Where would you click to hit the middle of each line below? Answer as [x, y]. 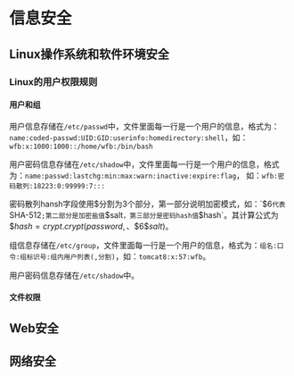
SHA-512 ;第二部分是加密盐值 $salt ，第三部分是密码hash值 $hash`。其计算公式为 [144, 214]
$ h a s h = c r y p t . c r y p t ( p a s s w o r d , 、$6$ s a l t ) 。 [91, 226]
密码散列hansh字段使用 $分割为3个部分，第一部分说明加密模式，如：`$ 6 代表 [147, 204]
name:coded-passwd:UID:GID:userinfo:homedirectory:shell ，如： [129, 137]
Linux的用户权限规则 [53, 81]
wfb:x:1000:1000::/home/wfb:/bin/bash [81, 146]
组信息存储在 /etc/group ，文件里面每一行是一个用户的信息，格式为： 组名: [143, 245]
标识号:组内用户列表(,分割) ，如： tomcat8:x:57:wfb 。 [118, 256]
